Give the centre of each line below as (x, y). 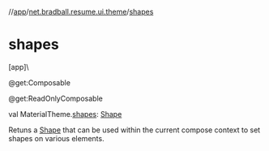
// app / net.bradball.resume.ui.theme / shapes (81, 12)
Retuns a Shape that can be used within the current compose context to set (134, 130)
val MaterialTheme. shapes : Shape (65, 114)
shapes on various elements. (56, 138)
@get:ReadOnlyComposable (56, 98)
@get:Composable (40, 82)
